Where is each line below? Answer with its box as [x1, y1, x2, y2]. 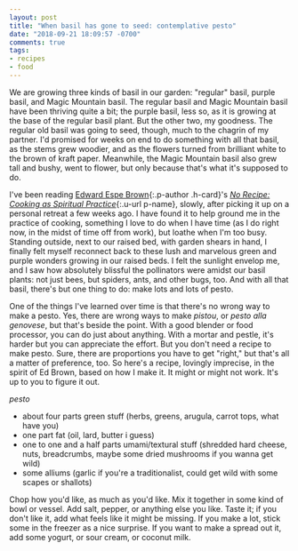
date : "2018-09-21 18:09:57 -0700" [9, 29, 141, 38]
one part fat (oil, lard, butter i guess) [21, 429, 155, 440]
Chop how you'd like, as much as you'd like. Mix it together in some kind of [9, 494, 284, 505]
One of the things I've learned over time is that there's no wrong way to [9, 300, 270, 311]
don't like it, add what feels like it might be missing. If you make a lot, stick [9, 513, 281, 523]
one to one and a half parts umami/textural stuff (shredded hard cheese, [21, 439, 287, 450]
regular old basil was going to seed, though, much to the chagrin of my [9, 124, 270, 135]
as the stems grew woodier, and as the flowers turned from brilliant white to [9, 143, 286, 154]
